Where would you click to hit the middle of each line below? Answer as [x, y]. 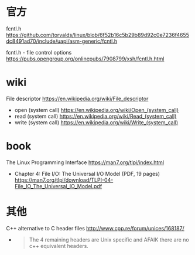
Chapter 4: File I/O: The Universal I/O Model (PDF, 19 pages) [87, 174]
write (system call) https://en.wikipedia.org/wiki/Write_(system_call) [96, 122]
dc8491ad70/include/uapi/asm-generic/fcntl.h [62, 41]
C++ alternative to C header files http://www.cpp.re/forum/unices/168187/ [95, 228]
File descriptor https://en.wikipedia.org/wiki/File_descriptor [77, 98]
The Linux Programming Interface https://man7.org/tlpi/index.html [85, 162]
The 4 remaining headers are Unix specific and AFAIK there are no [109, 239]
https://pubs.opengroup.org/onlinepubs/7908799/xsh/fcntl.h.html [85, 59]
